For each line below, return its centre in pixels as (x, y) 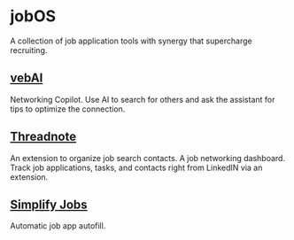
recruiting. (29, 50)
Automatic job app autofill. (58, 226)
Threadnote (43, 137)
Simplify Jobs (49, 204)
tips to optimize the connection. (68, 109)
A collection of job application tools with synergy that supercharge (131, 41)
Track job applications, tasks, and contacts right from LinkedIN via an (136, 167)
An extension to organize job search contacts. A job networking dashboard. (148, 158)
